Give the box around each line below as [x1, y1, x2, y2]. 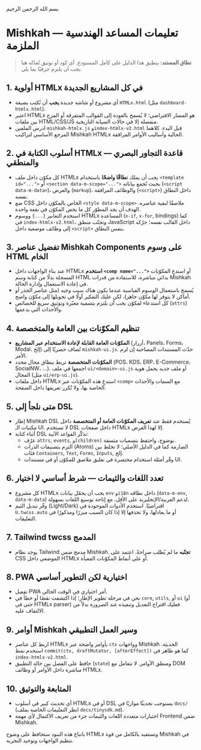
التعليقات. [14, 515, 37, 522]
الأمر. [14, 352, 27, 359]
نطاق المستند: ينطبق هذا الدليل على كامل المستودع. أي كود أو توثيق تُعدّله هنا [20, 58, 192, 66]
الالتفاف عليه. [14, 607, 45, 615]
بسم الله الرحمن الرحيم [6, 5, 59, 12]
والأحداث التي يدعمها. [14, 306, 63, 313]
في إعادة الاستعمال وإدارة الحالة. [14, 280, 88, 288]
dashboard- [160, 99, 187, 106]
